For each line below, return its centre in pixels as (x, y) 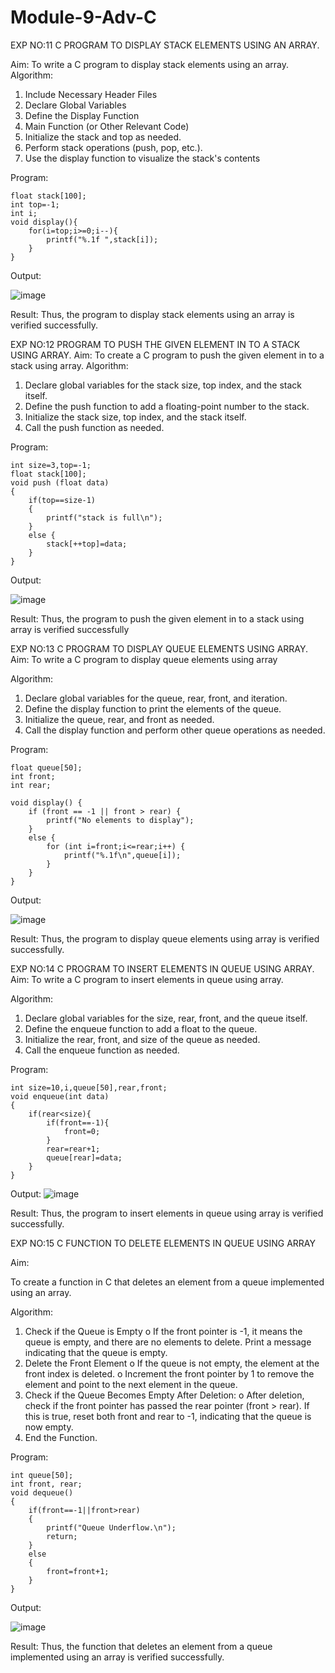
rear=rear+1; (73, 1149)
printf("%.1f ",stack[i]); (102, 239)
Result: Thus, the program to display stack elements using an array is (152, 314)
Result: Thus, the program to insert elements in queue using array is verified (167, 1213)
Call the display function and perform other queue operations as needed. (175, 730)
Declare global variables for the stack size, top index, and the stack (163, 385)
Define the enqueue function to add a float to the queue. (141, 1028)
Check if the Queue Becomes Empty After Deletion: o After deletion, (164, 1395)
